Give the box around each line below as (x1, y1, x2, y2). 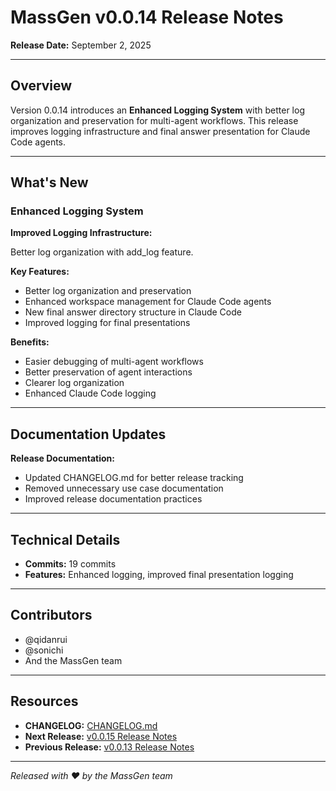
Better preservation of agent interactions (24, 366, 193, 378)
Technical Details (10, 531, 121, 548)
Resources (10, 693, 79, 710)
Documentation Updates (10, 426, 167, 443)
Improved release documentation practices (24, 493, 203, 505)
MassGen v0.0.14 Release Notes (10, 6, 284, 29)
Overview (10, 77, 73, 95)
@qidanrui (24, 633, 68, 645)
